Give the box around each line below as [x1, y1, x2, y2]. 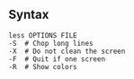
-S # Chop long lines [8, 39, 94, 48]
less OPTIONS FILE [8, 31, 77, 39]
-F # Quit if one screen [8, 54, 105, 64]
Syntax [8, 7, 49, 22]
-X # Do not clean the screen [8, 47, 126, 56]
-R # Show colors [8, 62, 77, 71]
